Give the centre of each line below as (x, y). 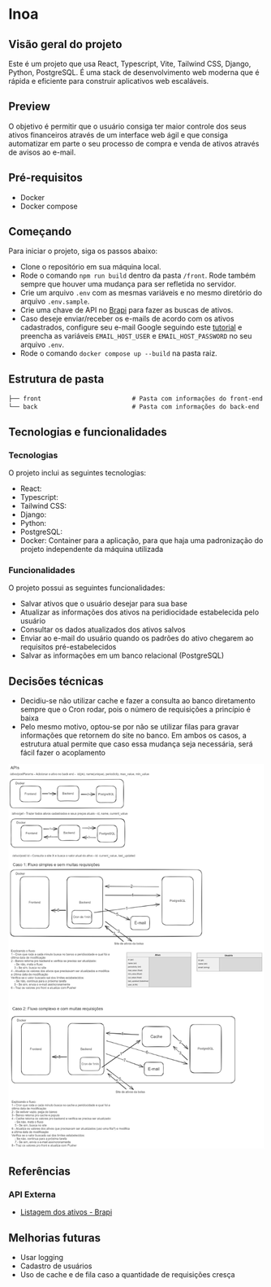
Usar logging (41, 1258)
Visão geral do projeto (65, 44)
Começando (40, 232)
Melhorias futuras (55, 1238)
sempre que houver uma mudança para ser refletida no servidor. (128, 284)
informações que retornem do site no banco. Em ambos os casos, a (133, 735)
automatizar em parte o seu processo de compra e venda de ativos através (134, 143)
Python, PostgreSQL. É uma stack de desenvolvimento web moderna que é (134, 72)
